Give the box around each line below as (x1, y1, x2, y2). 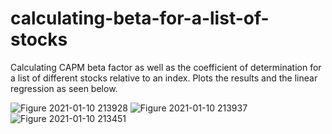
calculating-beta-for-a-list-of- (10, 7, 270, 30)
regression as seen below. (10, 82, 118, 94)
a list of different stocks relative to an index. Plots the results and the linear (10, 72, 318, 84)
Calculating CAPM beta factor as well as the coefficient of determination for (10, 61, 322, 73)
